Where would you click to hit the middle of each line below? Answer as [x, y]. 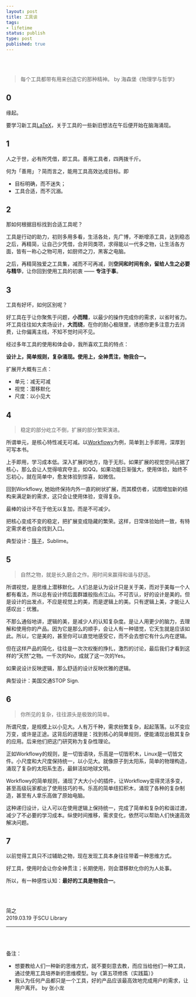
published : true [26, 44]
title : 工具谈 [22, 17]
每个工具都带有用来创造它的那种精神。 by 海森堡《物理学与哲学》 [99, 79]
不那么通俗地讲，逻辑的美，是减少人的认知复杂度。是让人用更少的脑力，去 [95, 621]
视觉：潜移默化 [32, 389]
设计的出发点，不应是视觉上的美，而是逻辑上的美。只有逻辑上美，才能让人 [100, 601]
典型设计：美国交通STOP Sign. [43, 680]
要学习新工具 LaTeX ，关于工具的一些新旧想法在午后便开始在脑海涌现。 [90, 125]
